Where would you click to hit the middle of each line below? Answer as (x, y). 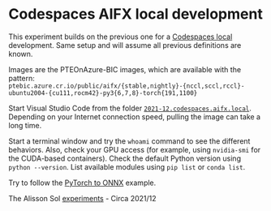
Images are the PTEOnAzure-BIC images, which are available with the (125, 69)
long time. (25, 125)
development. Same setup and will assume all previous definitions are (125, 45)
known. (21, 54)
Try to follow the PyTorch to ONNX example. (82, 183)
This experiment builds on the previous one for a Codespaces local (120, 37)
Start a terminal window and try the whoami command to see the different (129, 141)
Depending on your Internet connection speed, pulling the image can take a (135, 116)
